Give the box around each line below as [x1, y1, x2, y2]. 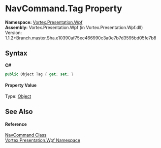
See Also [5, 108, 33, 116]
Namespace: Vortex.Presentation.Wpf [5, 19, 83, 25]
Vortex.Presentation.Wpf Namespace [5, 137, 80, 143]
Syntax [5, 49, 28, 58]
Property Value [5, 82, 37, 89]
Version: [5, 30, 22, 35]
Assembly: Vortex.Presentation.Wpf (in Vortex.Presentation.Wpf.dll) [5, 24, 143, 30]
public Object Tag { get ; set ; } [5, 72, 74, 77]
